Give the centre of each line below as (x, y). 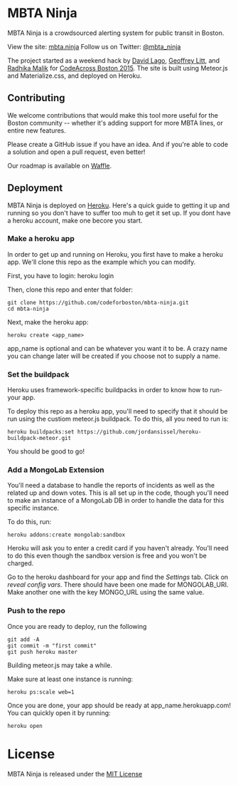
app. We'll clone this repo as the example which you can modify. (102, 262)
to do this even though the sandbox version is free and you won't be (107, 556)
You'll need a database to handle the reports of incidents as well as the (111, 486)
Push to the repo (36, 611)
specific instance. (33, 508)
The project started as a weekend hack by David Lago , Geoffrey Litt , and (114, 60)
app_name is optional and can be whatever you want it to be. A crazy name (117, 348)
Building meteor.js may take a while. (60, 665)
